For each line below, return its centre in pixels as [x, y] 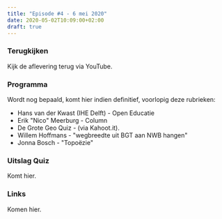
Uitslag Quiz [29, 160]
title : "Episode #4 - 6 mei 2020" [57, 14]
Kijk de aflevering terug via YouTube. [60, 66]
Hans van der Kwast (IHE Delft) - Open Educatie [86, 113]
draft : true [24, 27]
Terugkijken [28, 51]
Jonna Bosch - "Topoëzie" [55, 142]
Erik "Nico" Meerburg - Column [62, 120]
